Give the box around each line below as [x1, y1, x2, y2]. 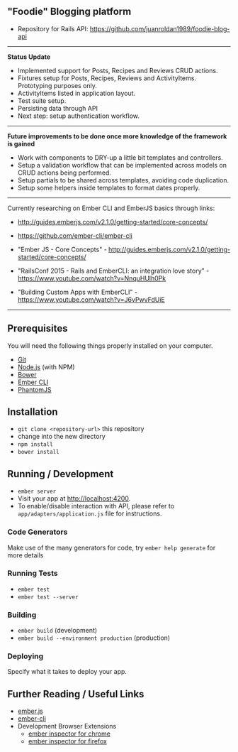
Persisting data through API [17, 104, 98, 112]
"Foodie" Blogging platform [7, 6, 132, 18]
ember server [17, 488, 57, 496]
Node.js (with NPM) [17, 362, 76, 371]
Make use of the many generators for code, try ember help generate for [7, 543, 216, 552]
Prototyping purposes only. [17, 81, 98, 89]
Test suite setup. [17, 96, 67, 105]
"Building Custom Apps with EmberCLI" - [17, 288, 138, 296]
